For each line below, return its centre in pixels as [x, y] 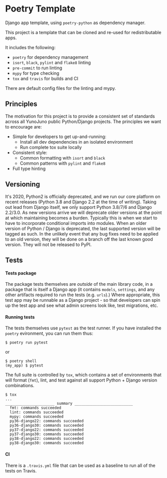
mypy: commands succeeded [37, 417]
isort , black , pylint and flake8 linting [51, 62]
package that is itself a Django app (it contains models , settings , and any [80, 290]
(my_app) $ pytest [24, 366]
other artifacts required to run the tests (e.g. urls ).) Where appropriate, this [82, 295]
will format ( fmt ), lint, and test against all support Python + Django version [81, 380]
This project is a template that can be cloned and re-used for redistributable [83, 32]
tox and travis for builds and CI [45, 78]
